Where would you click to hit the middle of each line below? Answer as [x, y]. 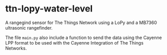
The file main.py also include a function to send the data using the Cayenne [83, 37]
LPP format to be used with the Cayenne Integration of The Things [74, 42]
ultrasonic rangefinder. [29, 27]
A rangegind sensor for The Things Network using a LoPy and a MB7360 [81, 22]
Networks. [16, 48]
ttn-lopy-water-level [49, 9]
